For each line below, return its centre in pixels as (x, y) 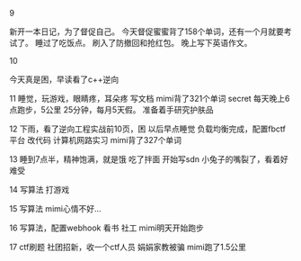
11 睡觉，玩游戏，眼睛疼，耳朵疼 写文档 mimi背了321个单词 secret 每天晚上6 (150, 99)
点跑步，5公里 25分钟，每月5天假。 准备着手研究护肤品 (111, 110)
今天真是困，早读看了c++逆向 (64, 79)
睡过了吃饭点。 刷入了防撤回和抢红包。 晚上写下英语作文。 (143, 43)
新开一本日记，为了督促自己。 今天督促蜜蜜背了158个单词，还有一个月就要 (147, 31)
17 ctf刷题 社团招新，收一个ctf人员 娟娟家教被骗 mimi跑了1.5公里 (128, 247)
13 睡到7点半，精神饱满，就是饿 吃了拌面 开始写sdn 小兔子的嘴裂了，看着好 (149, 159)
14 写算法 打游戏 (40, 189)
